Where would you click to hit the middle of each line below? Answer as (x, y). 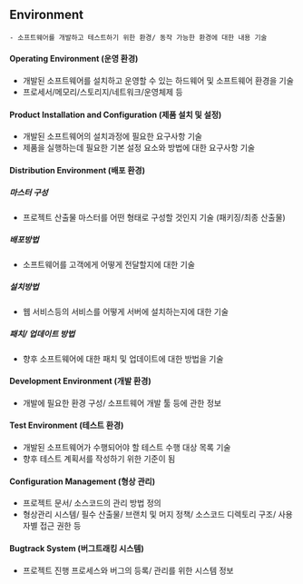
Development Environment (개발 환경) (80, 381)
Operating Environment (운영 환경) (74, 59)
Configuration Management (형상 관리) (83, 481)
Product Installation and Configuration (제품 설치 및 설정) (116, 114)
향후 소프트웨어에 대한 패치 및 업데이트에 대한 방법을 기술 (123, 359)
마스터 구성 (29, 193)
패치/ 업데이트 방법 (42, 334)
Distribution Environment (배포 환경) (78, 170)
